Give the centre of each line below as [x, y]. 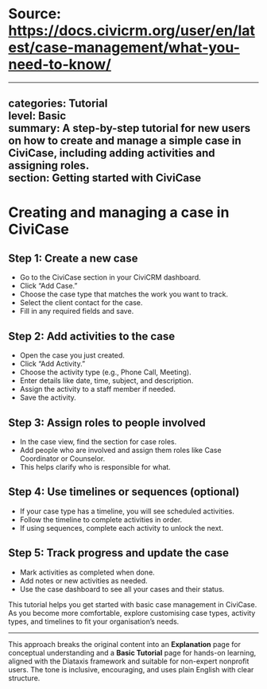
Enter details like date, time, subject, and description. [106, 381]
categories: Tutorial [58, 104]
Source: [35, 14]
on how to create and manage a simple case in [125, 141]
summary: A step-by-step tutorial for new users [130, 128]
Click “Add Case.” [48, 286]
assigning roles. [49, 166]
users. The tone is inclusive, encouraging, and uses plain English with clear [131, 669]
